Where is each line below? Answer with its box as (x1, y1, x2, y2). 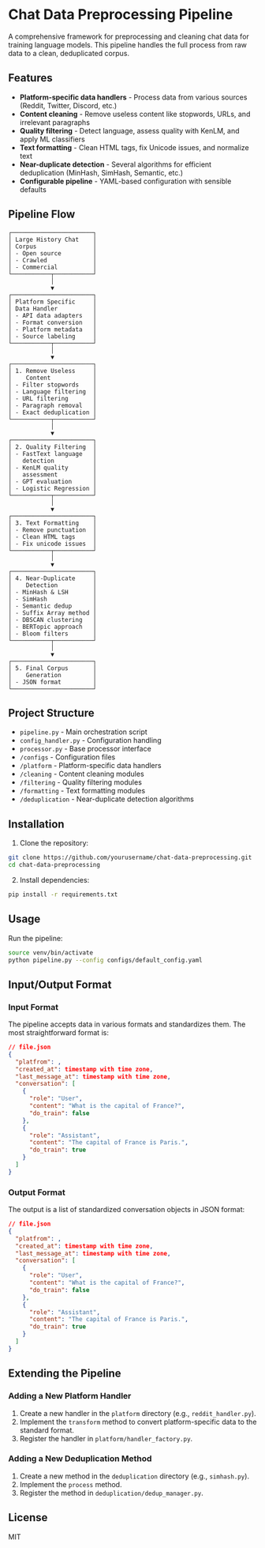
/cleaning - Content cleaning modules (19, 769, 144, 779)
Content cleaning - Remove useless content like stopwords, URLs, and (19, 109, 251, 119)
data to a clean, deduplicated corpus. (8, 48, 130, 58)
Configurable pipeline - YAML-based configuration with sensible (19, 176, 232, 186)
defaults (19, 184, 47, 194)
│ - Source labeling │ (8, 332, 97, 341)
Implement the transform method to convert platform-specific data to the (19, 1417, 257, 1426)
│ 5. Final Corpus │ (8, 664, 97, 672)
